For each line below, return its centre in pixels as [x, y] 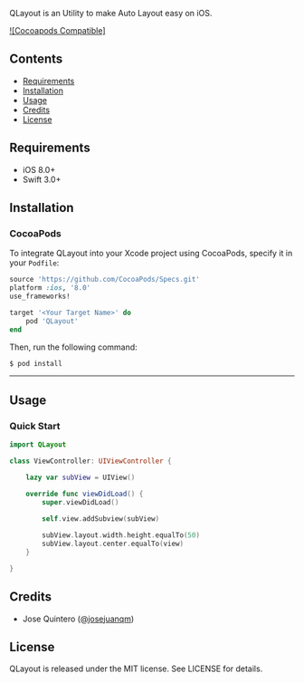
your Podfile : [34, 263]
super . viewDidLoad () [81, 502]
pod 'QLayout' [52, 321]
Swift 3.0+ [42, 179]
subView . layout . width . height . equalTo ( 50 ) [121, 535]
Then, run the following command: [73, 347]
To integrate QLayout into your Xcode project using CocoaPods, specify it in [151, 254]
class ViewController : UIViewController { [90, 461]
